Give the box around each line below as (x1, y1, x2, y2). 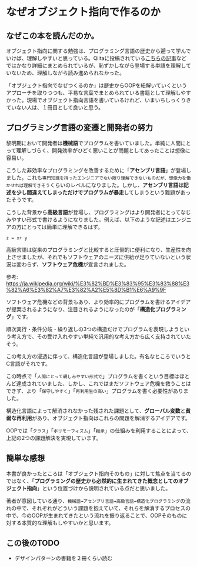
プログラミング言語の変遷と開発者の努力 (6, 123, 153, 133)
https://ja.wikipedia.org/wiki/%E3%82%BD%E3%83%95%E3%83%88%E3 (6, 280, 190, 287)
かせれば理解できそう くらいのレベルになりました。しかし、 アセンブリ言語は (6, 181, 184, 188)
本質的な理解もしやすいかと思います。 (21, 519, 114, 526)
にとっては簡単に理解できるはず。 (21, 223, 103, 230)
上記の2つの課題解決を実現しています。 (6, 434, 102, 441)
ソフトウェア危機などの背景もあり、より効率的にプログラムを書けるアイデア (6, 298, 191, 305)
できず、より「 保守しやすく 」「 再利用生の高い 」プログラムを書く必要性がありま (6, 387, 189, 394)
